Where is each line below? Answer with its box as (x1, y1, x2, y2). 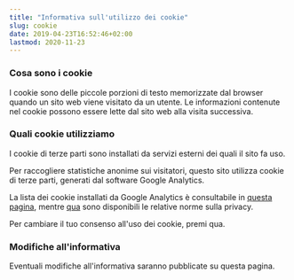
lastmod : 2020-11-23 (9, 37, 86, 47)
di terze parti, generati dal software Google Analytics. (9, 175, 205, 185)
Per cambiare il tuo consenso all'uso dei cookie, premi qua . (9, 218, 226, 229)
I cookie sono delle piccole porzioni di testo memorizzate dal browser (9, 87, 264, 97)
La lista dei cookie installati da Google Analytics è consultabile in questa (9, 191, 273, 202)
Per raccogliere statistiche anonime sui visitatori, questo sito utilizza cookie (9, 165, 284, 175)
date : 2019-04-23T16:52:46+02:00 (9, 29, 133, 38)
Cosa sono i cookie (9, 67, 93, 80)
